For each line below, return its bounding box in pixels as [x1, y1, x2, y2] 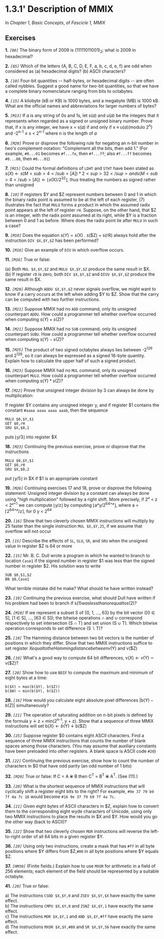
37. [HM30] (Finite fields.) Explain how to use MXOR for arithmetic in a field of [5, 863, 156, 869]
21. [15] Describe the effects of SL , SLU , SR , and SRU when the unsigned [5, 538, 148, 543]
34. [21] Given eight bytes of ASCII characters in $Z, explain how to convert [5, 803, 159, 809]
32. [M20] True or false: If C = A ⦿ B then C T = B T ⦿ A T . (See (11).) [5, 772, 138, 779]
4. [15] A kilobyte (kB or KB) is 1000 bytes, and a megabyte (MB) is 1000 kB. [5, 97, 160, 104]
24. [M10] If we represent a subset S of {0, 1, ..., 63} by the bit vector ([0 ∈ [5, 609, 155, 615]
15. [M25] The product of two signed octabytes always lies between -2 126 [5, 345, 153, 352]
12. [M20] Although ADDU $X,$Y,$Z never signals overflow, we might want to [5, 286, 156, 292]
